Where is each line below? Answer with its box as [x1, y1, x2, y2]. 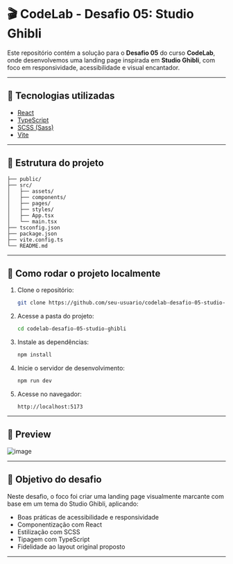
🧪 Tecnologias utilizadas [7, 90, 115, 102]
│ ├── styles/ [7, 206, 54, 213]
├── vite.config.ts [7, 236, 64, 243]
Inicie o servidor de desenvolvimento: [17, 364, 125, 372]
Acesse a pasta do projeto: [17, 312, 95, 321]
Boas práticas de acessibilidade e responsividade [17, 513, 159, 521]
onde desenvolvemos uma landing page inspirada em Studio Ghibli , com [7, 55, 216, 64]
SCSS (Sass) [17, 123, 54, 131]
